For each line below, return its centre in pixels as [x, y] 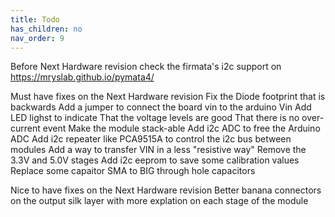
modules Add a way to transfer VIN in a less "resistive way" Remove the [158, 150]
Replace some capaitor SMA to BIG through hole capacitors [133, 171]
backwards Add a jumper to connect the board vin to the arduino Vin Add [161, 107]
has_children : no [46, 29]
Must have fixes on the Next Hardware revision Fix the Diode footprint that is [168, 97]
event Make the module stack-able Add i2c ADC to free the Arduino [181, 128]
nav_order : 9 [37, 38]
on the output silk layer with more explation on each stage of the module [159, 201]
